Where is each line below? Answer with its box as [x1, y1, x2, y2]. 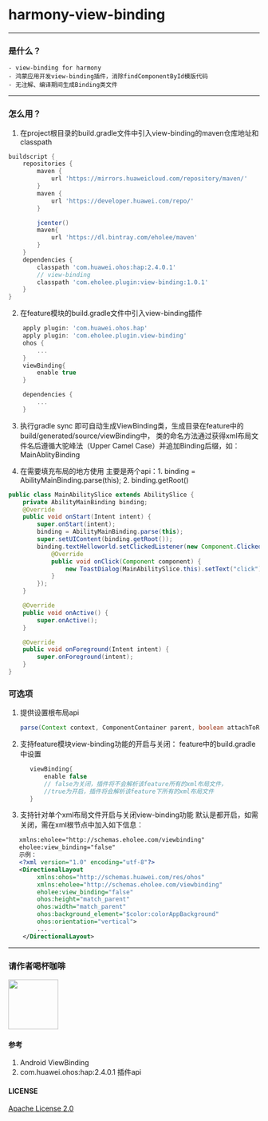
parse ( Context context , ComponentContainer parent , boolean [19, 724, 224, 732]
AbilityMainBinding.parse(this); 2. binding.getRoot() [19, 475, 189, 484]
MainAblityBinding [19, 449, 81, 460]
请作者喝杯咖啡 [8, 960, 66, 971]
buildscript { [8, 152, 56, 160]
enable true [37, 369, 77, 377]
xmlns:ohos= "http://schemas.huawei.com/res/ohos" [37, 873, 205, 881]
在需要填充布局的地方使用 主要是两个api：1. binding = [19, 466, 196, 476]
